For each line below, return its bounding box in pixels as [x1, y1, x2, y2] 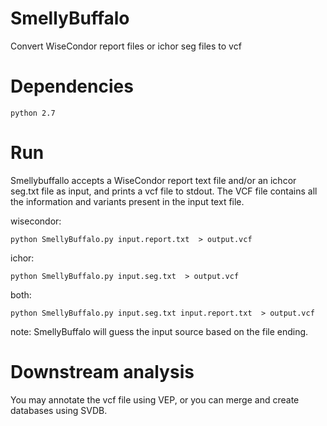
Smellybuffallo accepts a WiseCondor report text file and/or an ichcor [10, 174, 297, 186]
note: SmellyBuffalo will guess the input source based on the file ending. [10, 325, 309, 337]
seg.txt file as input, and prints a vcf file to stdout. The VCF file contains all [10, 185, 318, 197]
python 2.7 [10, 108, 56, 118]
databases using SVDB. [10, 404, 108, 416]
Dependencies [10, 75, 134, 98]
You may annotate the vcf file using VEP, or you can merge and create [10, 393, 300, 406]
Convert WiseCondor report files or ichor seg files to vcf [10, 40, 242, 52]
